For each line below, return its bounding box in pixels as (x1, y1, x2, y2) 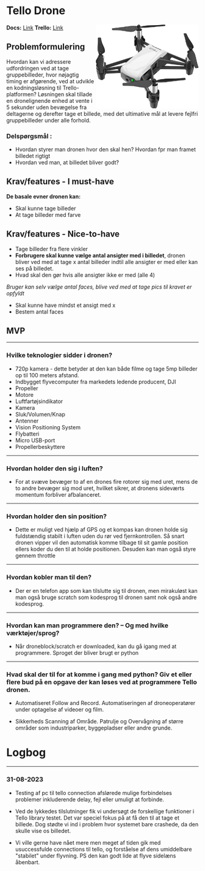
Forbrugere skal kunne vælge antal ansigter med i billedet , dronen (15, 252, 185, 259)
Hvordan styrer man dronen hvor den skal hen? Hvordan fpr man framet (15, 146, 196, 153)
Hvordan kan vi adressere (6, 58, 71, 65)
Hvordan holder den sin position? (6, 512, 107, 521)
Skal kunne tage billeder (15, 205, 76, 212)
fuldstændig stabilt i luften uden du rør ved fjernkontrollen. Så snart (15, 532, 185, 540)
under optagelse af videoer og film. (15, 706, 104, 714)
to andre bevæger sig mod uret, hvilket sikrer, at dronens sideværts (15, 485, 185, 492)
